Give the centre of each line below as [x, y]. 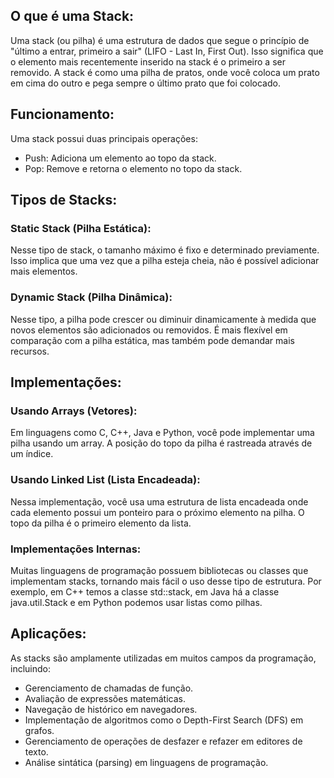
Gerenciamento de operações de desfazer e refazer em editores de [163, 741]
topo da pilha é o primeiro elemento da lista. [101, 523]
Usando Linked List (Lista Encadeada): [105, 480]
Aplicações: [48, 634]
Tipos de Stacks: [64, 200]
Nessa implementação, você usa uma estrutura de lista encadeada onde [159, 501]
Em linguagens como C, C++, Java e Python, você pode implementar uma [162, 433]
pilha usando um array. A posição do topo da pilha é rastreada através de [161, 443]
